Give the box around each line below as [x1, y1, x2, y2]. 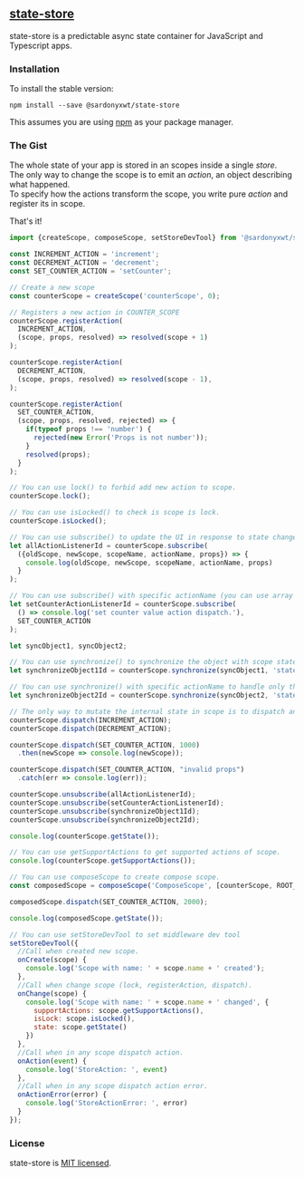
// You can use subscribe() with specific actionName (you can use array [9, 592, 294, 601]
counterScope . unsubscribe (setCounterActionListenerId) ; [9, 798, 224, 807]
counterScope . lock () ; [9, 492, 91, 501]
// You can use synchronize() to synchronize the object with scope [9, 658, 273, 667]
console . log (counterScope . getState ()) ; [9, 832, 160, 841]
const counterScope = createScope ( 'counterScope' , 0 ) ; [9, 291, 221, 301]
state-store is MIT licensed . [9, 1158, 111, 1169]
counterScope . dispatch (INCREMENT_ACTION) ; [9, 715, 172, 725]
